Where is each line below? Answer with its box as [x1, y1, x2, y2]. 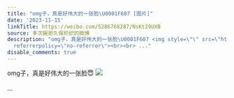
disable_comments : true [7, 49, 77, 56]
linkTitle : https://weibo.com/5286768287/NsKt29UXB [7, 23, 161, 30]
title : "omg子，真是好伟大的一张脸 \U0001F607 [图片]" [7, 10, 154, 17]
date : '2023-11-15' [7, 17, 64, 24]
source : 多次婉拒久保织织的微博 [7, 29, 90, 37]
